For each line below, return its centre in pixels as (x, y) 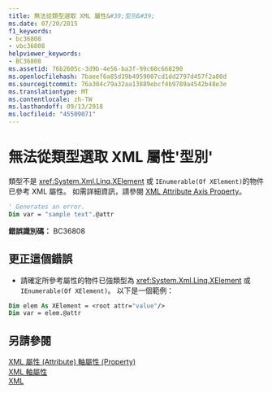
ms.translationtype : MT (49, 92)
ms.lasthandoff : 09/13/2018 (56, 107)
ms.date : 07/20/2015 (43, 24)
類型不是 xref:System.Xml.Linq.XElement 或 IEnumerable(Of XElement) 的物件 (136, 181)
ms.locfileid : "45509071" (52, 115)
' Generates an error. (47, 207)
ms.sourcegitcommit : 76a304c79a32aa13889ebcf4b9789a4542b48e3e (118, 84)
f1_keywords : (30, 31)
